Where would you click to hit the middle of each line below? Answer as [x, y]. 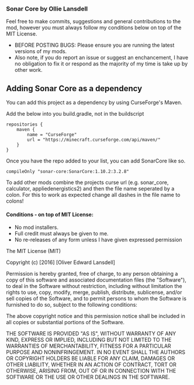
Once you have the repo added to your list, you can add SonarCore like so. [96, 161]
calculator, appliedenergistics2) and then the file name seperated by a [90, 189]
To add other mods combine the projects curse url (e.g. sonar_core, [87, 182]
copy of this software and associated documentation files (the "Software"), [96, 280]
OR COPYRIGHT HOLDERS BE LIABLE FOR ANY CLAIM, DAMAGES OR [91, 359]
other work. [28, 70]
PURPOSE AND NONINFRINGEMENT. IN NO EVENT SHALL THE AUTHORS [96, 352]
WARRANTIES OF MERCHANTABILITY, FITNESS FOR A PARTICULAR [89, 346]
